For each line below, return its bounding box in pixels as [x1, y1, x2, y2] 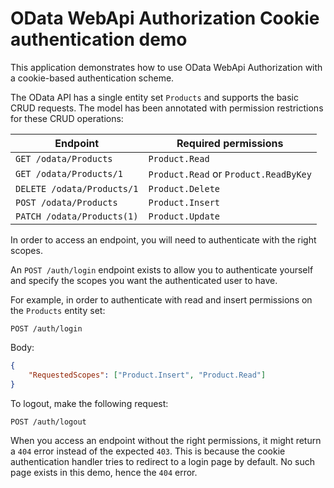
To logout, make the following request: [10, 397, 169, 409]
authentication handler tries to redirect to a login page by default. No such [10, 455, 315, 467]
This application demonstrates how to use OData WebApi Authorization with [10, 61, 323, 73]
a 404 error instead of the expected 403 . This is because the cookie [10, 445, 286, 457]
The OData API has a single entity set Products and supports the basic [10, 91, 299, 103]
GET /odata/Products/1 [15, 168, 123, 179]
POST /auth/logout [10, 417, 87, 427]
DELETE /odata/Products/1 [15, 183, 139, 194]
